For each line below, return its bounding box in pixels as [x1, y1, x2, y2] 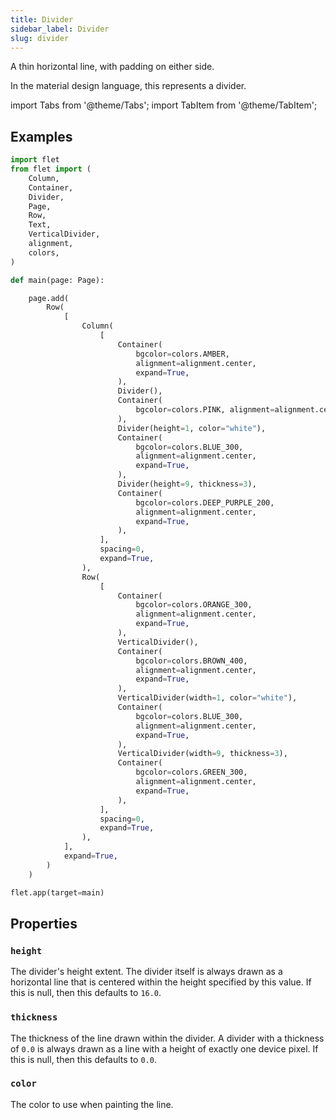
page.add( [28, 293, 70, 303]
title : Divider [10, 14, 74, 25]
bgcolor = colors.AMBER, [135, 349, 230, 359]
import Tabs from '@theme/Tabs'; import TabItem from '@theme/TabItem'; [10, 99, 318, 111]
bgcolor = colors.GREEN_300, [135, 767, 248, 778]
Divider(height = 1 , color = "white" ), [117, 423, 267, 433]
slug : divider [10, 33, 70, 43]
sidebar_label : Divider [10, 24, 110, 34]
